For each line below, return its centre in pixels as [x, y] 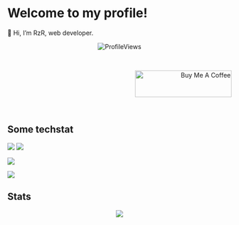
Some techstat [41, 130]
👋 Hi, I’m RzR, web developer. [51, 33]
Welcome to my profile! [78, 13]
